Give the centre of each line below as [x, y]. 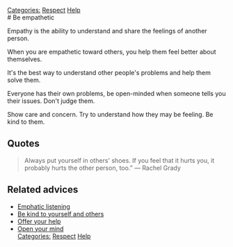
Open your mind [40, 228]
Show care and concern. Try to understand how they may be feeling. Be [110, 114]
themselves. [25, 59]
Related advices [43, 190]
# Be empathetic [31, 17]
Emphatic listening [44, 206]
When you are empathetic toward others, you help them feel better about [112, 52]
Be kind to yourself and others [61, 214]
